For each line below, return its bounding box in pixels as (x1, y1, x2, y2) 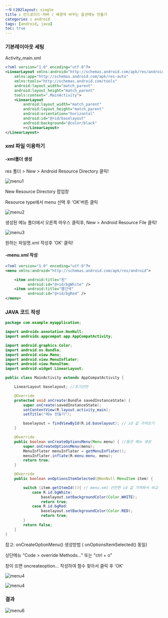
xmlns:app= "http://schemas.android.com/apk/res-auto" (14, 74, 128, 79)
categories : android (5, 17, 50, 22)
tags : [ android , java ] (5, 21, 52, 27)
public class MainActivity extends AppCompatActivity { (5, 375, 124, 380)
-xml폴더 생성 (5, 156, 32, 162)
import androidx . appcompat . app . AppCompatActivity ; (5, 334, 113, 339)
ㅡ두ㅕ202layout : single (5, 7, 54, 13)
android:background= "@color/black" (23, 121, 97, 126)
